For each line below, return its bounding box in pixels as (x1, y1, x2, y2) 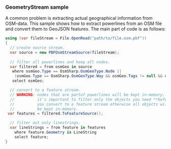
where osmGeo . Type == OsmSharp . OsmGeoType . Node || (12, 69, 122, 74)
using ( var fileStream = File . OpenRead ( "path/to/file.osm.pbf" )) (5, 36, 147, 41)
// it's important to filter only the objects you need (10, 97, 152, 102)
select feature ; (14, 134, 49, 139)
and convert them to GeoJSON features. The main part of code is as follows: (5, 26, 166, 32)
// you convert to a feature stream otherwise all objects (10, 102, 158, 107)
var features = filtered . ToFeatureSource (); (7, 111, 103, 116)
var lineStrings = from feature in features (10, 125, 106, 130)
